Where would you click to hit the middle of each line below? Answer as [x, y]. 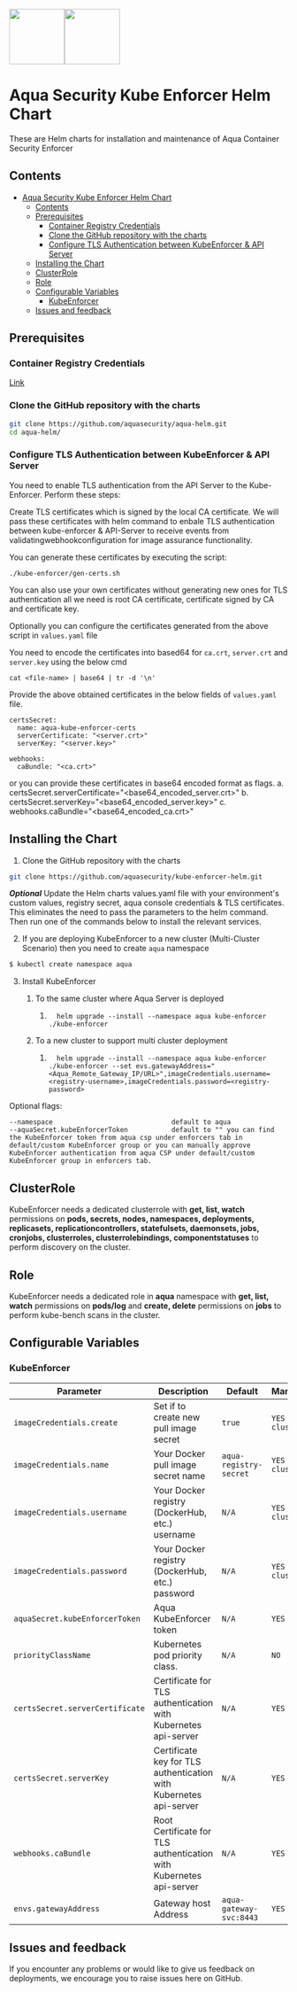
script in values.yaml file [53, 635]
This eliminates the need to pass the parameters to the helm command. [139, 912]
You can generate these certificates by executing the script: [118, 557]
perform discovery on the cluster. [70, 1247]
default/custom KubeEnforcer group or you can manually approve [130, 1146]
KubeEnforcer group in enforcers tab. [80, 1161]
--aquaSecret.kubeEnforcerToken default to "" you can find [142, 1130]
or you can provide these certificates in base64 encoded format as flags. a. [147, 783]
